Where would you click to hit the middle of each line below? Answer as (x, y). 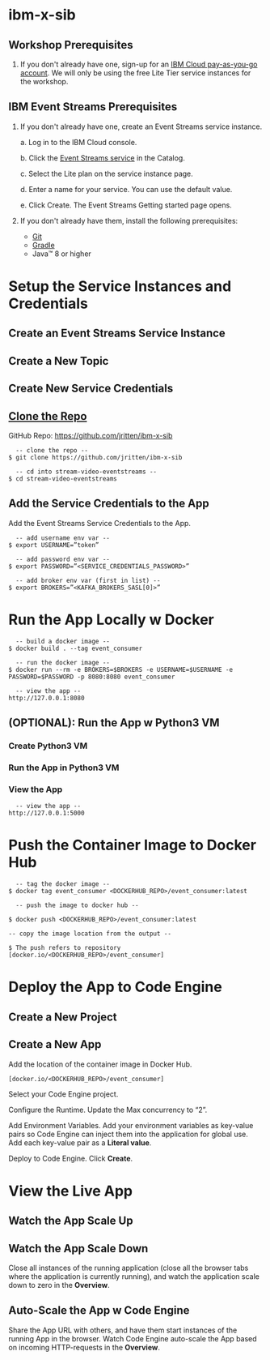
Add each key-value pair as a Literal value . (80, 1142)
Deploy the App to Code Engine (115, 987)
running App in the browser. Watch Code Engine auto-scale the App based (133, 1338)
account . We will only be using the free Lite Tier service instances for (135, 73)
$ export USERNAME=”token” (54, 545)
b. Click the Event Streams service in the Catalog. (103, 158)
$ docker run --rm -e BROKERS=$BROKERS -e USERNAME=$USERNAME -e (120, 669)
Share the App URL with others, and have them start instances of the (123, 1330)
